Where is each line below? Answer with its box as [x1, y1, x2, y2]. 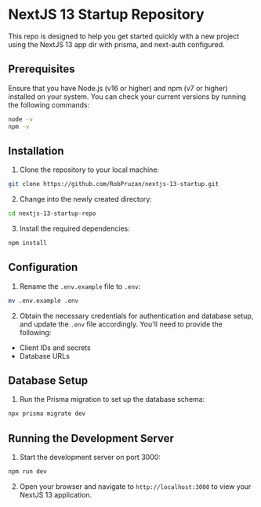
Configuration [8, 261, 78, 274]
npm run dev [8, 468, 47, 476]
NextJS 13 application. [19, 491, 92, 499]
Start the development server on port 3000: [19, 453, 161, 462]
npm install [8, 239, 47, 247]
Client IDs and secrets [19, 343, 92, 352]
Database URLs [19, 351, 71, 360]
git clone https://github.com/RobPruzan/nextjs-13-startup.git [8, 181, 219, 188]
